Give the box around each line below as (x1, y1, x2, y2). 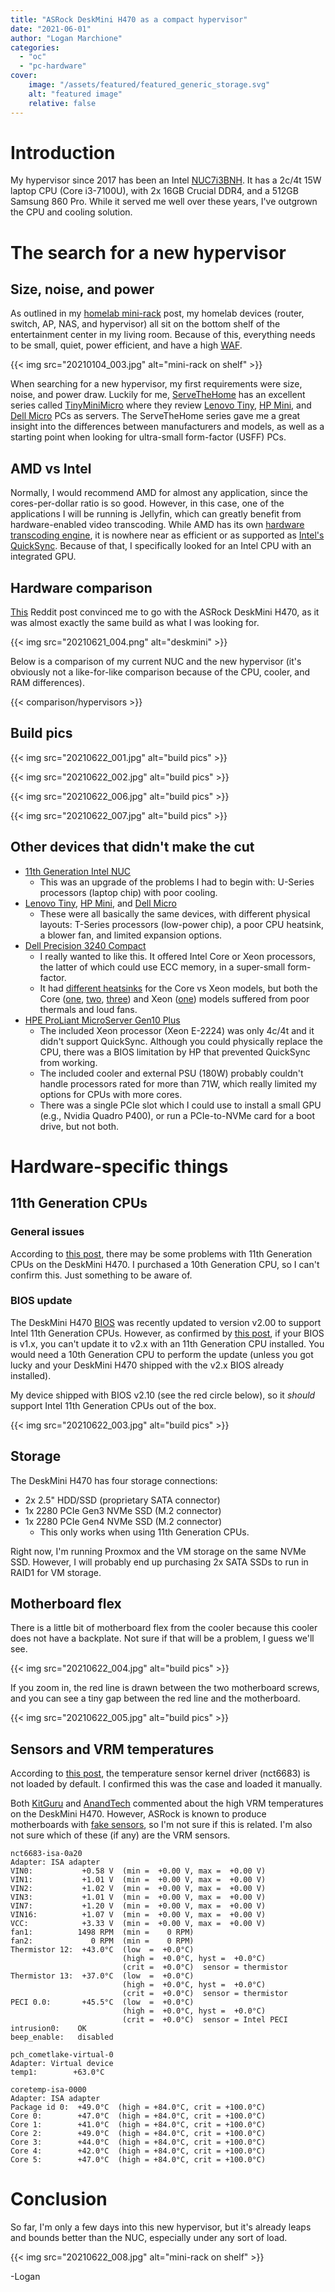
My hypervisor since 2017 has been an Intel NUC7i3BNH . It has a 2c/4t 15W (10, 174, 322, 186)
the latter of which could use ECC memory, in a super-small (39, 961, 286, 973)
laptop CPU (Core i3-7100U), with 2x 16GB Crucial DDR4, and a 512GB (10, 185, 299, 197)
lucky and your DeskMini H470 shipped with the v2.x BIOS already (10, 1359, 285, 1371)
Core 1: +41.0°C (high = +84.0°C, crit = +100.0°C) (10, 2120, 267, 2130)
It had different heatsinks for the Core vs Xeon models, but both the (39, 982, 318, 994)
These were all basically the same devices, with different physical (39, 907, 311, 920)
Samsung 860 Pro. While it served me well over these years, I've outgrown (10, 196, 318, 208)
